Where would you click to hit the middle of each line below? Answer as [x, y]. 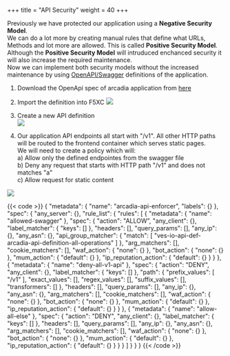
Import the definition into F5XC [61, 102]
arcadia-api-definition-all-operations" [61, 243]
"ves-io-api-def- [178, 235]
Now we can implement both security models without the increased [103, 67]
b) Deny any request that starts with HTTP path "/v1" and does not [111, 165]
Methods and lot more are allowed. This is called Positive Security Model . [113, 45]
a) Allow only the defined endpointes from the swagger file [101, 158]
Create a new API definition [56, 116]
